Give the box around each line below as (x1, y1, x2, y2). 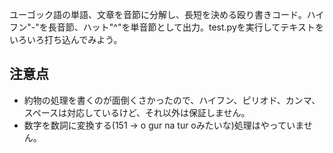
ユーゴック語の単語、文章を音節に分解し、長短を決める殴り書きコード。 (9, 9, 307, 20)
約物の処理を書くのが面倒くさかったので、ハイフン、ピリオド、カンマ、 (23, 94, 321, 106)
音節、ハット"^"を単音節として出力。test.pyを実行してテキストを (56, 21, 324, 33)
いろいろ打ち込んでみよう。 (9, 34, 123, 45)
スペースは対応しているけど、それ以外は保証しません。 (23, 106, 251, 118)
